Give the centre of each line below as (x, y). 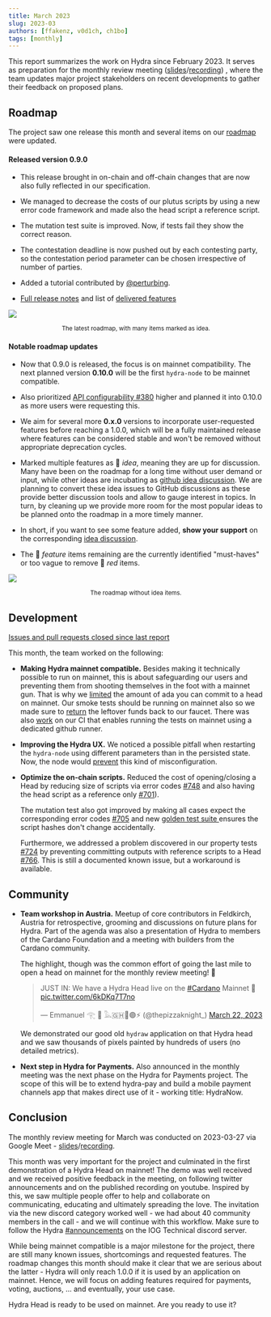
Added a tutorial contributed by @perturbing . (95, 283)
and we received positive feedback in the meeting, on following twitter (125, 1179)
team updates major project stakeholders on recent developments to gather (134, 78)
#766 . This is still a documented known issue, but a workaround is (130, 860)
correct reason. (46, 235)
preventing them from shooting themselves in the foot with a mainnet (135, 686)
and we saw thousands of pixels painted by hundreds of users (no (130, 1042)
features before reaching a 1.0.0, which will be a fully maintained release (140, 430)
